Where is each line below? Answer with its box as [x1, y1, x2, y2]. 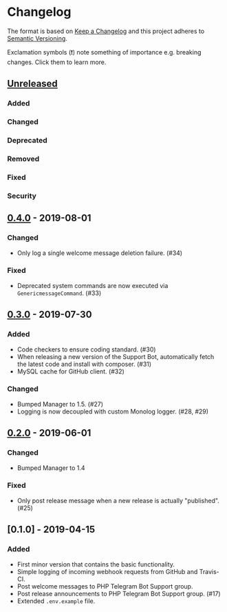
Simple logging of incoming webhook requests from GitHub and [17, 567, 198, 575]
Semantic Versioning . [7, 34, 67, 42]
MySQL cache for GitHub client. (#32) [17, 367, 125, 376]
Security [7, 191, 36, 201]
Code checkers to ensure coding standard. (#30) [17, 345, 156, 354]
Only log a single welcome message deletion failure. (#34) [17, 249, 183, 257]
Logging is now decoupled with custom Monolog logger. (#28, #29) [17, 407, 208, 416]
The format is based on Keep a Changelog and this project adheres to [7, 27, 205, 35]
